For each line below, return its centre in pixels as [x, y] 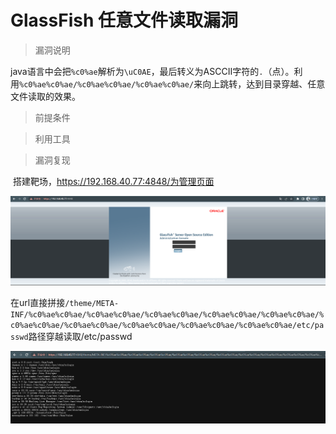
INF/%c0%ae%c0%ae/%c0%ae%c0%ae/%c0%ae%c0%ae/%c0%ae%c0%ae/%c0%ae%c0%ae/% [167, 314]
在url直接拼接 [38, 302]
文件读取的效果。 [45, 96]
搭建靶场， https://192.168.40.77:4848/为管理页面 [113, 181]
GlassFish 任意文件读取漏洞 [124, 20]
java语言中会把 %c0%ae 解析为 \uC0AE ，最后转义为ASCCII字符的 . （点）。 [152, 71]
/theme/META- [92, 303]
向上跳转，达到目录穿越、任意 [264, 83]
